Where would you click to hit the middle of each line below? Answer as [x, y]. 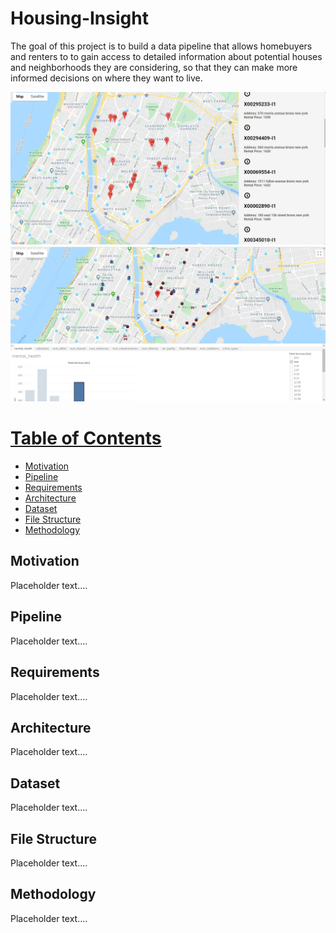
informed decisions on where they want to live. [106, 78]
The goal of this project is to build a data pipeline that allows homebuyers [161, 46]
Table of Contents [86, 438]
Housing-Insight [79, 18]
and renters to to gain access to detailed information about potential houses [166, 56]
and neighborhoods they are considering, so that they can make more [154, 67]
